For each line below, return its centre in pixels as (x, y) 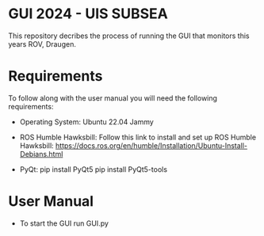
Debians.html (41, 154)
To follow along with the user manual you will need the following (113, 98)
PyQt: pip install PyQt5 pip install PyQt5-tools (94, 169)
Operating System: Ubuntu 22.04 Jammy (87, 122)
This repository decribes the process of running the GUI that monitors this (129, 36)
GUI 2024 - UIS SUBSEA (88, 14)
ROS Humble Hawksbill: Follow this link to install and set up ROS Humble (138, 137)
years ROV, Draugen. (42, 44)
